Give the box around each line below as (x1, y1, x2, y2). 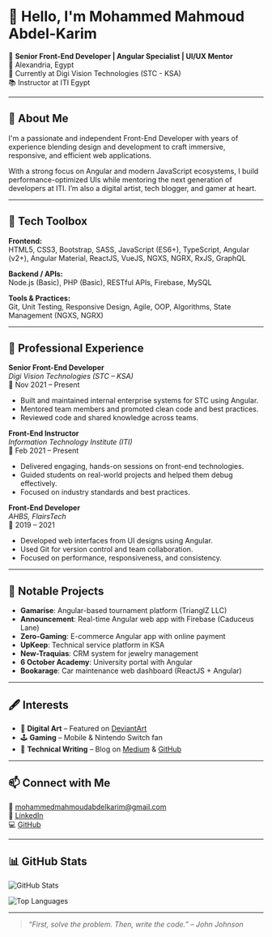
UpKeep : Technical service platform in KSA (19, 640, 165, 650)
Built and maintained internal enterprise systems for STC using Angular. (19, 396, 259, 406)
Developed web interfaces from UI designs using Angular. (19, 536, 213, 546)
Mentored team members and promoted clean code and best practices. (19, 404, 259, 414)
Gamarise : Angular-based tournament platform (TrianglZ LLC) (19, 606, 227, 615)
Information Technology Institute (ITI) (8, 437, 133, 447)
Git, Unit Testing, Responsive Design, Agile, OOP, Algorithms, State (8, 301, 232, 311)
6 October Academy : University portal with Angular (19, 658, 193, 667)
